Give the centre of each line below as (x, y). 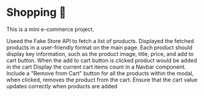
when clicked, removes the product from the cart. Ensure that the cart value (102, 80)
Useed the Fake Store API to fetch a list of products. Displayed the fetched (100, 41)
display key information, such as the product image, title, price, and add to (100, 53)
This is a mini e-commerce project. (50, 29)
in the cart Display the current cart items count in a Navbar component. (96, 67)
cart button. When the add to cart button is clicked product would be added (102, 60)
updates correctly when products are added (62, 86)
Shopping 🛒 (36, 12)
